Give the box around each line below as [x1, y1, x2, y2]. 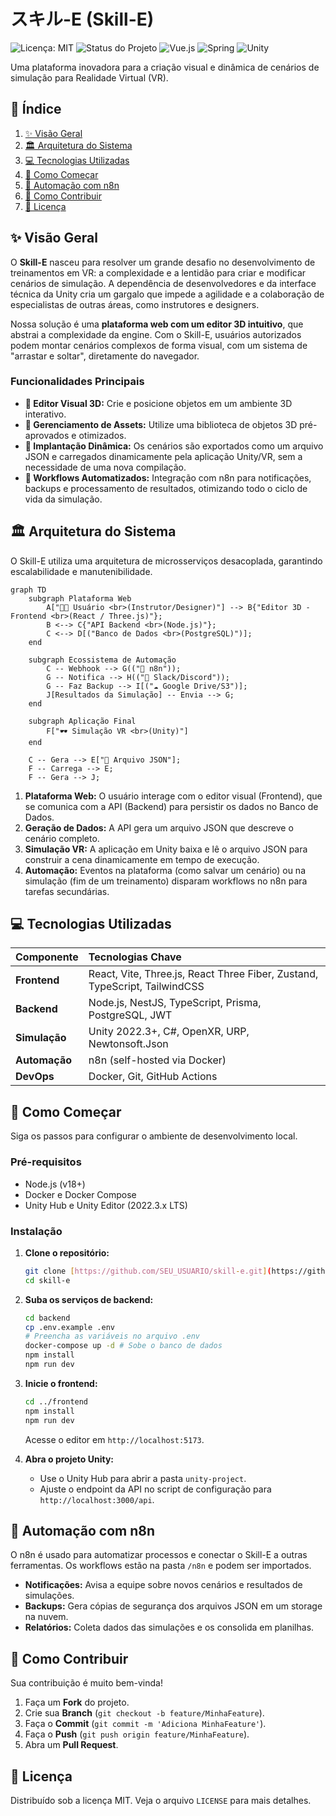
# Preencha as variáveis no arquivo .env [24, 1331, 200, 1342]
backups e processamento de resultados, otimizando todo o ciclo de [24, 482, 308, 494]
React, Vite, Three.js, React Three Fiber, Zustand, [88, 967, 319, 981]
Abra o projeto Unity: [24, 1453, 115, 1465]
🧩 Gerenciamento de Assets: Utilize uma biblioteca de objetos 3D [24, 418, 298, 430]
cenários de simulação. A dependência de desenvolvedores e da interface [10, 277, 317, 289]
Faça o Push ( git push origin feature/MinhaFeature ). [24, 1728, 250, 1740]
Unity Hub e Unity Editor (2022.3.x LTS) [24, 1199, 188, 1211]
